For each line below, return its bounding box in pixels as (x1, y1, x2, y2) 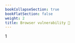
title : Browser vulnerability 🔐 (5, 20, 70, 25)
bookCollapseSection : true (5, 7, 60, 12)
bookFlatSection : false (5, 11, 53, 16)
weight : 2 (5, 16, 25, 21)
